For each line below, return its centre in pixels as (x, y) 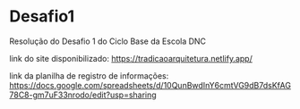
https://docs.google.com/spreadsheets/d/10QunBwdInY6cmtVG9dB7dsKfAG (150, 85)
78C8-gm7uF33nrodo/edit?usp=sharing (83, 95)
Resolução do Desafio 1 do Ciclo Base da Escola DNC (108, 41)
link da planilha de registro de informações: (89, 75)
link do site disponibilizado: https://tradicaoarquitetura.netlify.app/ (131, 58)
